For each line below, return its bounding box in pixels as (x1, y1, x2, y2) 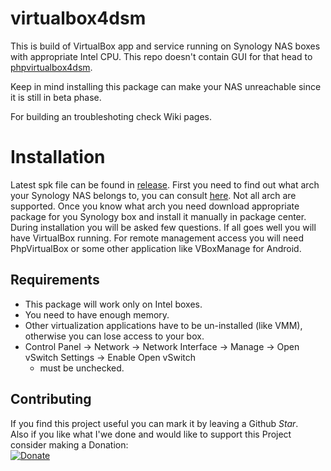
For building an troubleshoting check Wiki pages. (10, 110, 213, 122)
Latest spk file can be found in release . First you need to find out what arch (10, 178, 320, 191)
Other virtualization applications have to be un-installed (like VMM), (24, 319, 303, 331)
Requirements (10, 272, 100, 289)
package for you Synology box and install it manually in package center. (10, 210, 307, 222)
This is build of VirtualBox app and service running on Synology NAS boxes (10, 40, 321, 52)
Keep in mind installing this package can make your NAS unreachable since (10, 80, 322, 92)
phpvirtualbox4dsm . (10, 61, 93, 73)
